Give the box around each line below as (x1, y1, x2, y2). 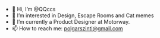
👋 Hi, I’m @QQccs (11, 6, 56, 12)
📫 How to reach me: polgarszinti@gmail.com (11, 25, 123, 32)
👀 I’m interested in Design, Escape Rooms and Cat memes (11, 12, 154, 19)
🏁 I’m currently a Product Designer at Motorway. (11, 18, 130, 25)
